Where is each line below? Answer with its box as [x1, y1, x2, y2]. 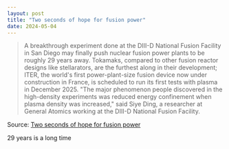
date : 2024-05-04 [7, 23, 57, 30]
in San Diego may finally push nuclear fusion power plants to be [23, 49, 205, 57]
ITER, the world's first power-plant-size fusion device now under [23, 71, 208, 79]
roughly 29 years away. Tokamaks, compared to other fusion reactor [23, 56, 219, 65]
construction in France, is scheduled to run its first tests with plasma [23, 78, 218, 87]
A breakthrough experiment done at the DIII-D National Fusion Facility [23, 42, 221, 50]
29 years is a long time [7, 134, 72, 142]
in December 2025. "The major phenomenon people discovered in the [23, 85, 223, 93]
